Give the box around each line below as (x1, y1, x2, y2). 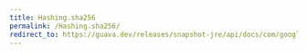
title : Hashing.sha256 (9, 13, 96, 22)
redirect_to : (9, 30, 59, 39)
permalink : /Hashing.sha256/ (9, 22, 121, 31)
